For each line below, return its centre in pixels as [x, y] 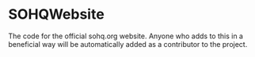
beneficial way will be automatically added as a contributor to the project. [128, 44]
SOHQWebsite [56, 14]
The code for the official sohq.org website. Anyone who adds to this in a [126, 36]
